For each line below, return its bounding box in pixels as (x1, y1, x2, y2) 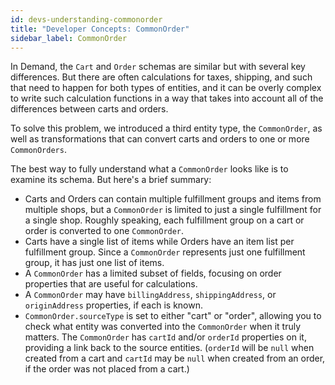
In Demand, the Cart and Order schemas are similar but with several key (10, 61, 306, 73)
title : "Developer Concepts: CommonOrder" (10, 24, 190, 34)
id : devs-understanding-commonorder (10, 14, 163, 25)
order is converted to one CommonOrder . (24, 225, 185, 237)
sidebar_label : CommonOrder (10, 33, 128, 43)
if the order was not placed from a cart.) (24, 363, 190, 375)
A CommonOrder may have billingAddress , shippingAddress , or (24, 289, 277, 301)
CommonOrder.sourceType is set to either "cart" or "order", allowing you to (24, 310, 322, 322)
